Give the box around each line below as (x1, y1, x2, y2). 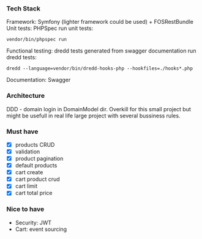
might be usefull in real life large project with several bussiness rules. (6, 112, 181, 119)
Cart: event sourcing (15, 225, 67, 233)
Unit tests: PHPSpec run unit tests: (6, 24, 94, 32)
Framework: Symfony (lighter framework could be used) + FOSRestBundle (6, 18, 194, 26)
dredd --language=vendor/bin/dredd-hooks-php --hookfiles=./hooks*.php (6, 65, 193, 72)
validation (15, 148, 40, 155)
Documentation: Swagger (6, 76, 71, 84)
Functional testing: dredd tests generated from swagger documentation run (6, 47, 196, 54)
